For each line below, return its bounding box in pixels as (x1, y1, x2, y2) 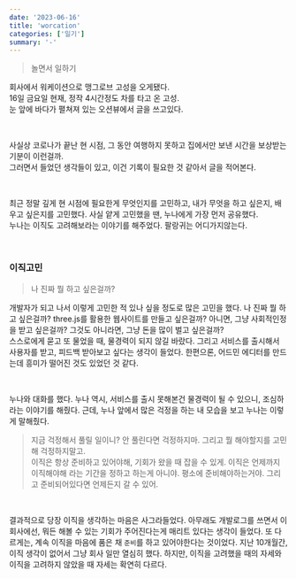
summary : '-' (9, 37, 57, 47)
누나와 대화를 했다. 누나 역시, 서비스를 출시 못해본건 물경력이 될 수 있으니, (9, 393, 261, 404)
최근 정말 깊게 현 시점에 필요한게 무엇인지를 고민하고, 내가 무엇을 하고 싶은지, (9, 198, 273, 209)
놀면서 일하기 (30, 63, 77, 73)
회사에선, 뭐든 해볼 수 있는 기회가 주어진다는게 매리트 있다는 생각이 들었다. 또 (9, 526, 273, 536)
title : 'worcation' (9, 21, 81, 30)
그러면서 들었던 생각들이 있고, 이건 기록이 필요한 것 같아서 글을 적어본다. (9, 162, 256, 173)
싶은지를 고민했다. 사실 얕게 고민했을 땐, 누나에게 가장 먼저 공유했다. (25, 209, 259, 220)
